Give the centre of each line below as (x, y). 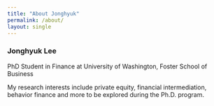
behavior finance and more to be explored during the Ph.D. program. (106, 94)
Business (20, 73)
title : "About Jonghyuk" (43, 14)
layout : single (29, 26)
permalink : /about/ (36, 20)
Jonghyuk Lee (32, 51)
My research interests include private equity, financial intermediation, (107, 87)
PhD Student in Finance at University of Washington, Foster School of (107, 66)
